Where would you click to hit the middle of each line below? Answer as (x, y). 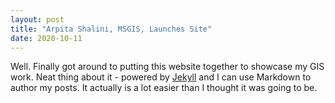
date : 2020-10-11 (46, 38)
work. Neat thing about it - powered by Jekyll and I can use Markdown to (161, 77)
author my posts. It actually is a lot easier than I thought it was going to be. (164, 88)
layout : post (37, 19)
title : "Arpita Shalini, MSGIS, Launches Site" (111, 29)
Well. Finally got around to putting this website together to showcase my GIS (167, 67)
